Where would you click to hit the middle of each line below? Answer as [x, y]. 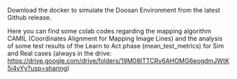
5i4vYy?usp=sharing [37, 68]
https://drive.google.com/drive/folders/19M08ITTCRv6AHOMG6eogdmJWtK [119, 61]
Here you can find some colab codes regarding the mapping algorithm [109, 31]
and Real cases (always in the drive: [60, 53]
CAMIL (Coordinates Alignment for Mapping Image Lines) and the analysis [115, 38]
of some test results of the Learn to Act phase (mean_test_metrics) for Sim [116, 46]
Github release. [29, 17]
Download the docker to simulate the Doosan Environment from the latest [114, 10]
